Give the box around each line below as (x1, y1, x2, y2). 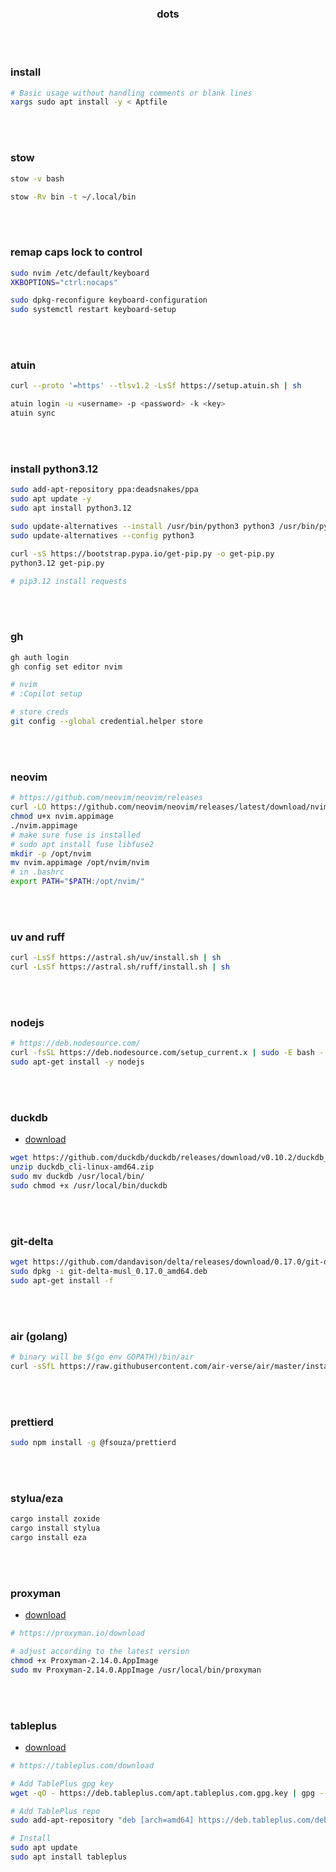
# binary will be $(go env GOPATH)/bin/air (10, 1352, 195, 1362)
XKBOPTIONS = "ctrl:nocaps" (10, 277, 118, 287)
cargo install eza (10, 1532, 87, 1542)
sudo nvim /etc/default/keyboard (10, 268, 150, 278)
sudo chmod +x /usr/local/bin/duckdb (10, 1180, 168, 1191)
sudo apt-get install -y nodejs (10, 1057, 145, 1067)
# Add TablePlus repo (10, 1806, 101, 1816)
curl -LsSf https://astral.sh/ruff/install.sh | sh (10, 962, 230, 972)
